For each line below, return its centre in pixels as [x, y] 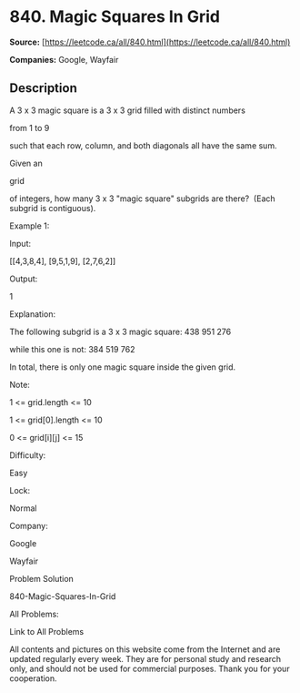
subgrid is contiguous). [53, 208]
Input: [20, 243]
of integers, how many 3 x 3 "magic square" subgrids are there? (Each [142, 199]
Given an [26, 163]
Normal [23, 508]
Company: [29, 525]
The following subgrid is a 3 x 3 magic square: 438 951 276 [120, 331]
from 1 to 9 [30, 127]
